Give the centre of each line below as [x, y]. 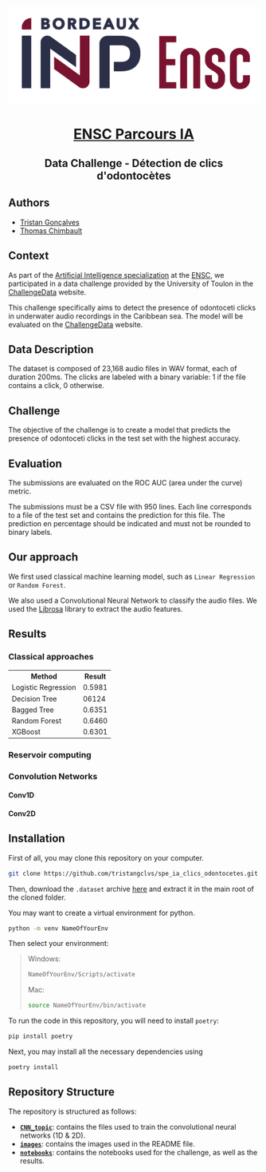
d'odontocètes [134, 176]
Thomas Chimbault [51, 231]
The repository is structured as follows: [72, 1111]
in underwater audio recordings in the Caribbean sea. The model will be [126, 316]
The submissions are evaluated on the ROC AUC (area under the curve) [125, 483]
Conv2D [22, 814]
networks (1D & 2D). [53, 1135]
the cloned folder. [37, 897]
